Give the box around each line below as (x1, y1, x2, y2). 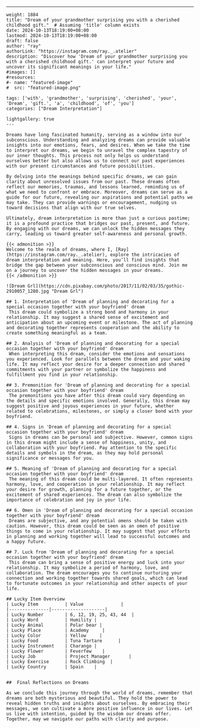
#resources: (6, 75, 36, 80)
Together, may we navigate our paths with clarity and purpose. (6, 716, 169, 722)
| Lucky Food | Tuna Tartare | (6, 638, 121, 644)
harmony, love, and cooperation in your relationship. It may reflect (6, 481, 185, 487)
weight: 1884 (6, 12, 39, 18)
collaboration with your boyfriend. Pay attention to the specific (6, 445, 177, 451)
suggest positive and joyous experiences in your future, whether (6, 403, 174, 409)
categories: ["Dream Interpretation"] (6, 106, 102, 111)
